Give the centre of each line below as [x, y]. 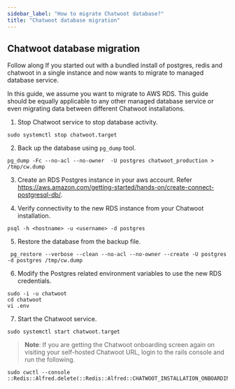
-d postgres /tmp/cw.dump [45, 261]
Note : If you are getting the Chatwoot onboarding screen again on [120, 345]
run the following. [50, 360]
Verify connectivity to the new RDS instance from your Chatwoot [111, 208]
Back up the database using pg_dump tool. [77, 148]
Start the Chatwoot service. [57, 319]
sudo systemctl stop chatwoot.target [62, 135]
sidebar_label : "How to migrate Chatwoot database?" [86, 14]
